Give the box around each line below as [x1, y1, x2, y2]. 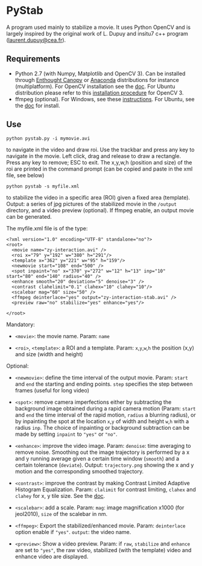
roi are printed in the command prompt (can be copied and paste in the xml [6, 165, 193, 172]
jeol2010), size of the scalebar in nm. [14, 510, 108, 517]
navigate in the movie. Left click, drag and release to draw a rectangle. [6, 152, 181, 160]
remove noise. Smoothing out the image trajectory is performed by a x [14, 448, 190, 456]
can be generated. [6, 213, 52, 220]
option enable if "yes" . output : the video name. [14, 528, 131, 535]
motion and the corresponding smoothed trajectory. [14, 468, 144, 475]
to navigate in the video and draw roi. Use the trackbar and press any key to [6, 146, 195, 153]
